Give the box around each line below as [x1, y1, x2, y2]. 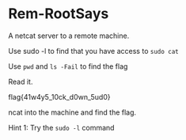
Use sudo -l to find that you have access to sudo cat [8, 46, 180, 55]
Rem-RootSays [8, 5, 109, 23]
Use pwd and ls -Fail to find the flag [8, 61, 128, 71]
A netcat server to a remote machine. [8, 31, 130, 40]
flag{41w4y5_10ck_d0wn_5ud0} [8, 92, 111, 101]
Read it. [8, 77, 33, 86]
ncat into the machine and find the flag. [8, 108, 137, 117]
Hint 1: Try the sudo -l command [8, 123, 115, 132]
